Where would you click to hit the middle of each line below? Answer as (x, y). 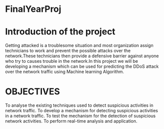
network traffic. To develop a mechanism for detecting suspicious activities (82, 111)
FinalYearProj (33, 9)
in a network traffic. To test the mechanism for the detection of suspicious (81, 116)
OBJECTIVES (33, 92)
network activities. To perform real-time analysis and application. (71, 121)
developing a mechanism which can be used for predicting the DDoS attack (82, 66)
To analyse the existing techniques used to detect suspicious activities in (79, 105)
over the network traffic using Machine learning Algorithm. (65, 72)
